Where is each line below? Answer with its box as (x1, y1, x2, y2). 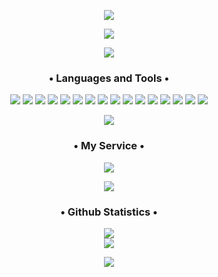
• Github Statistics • (60, 205, 158, 219)
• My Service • (73, 139, 145, 153)
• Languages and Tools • (48, 71, 170, 85)
